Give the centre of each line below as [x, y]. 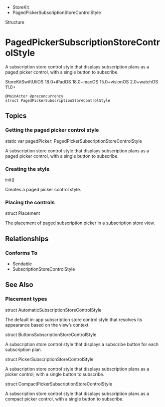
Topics [16, 116]
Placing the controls [30, 202]
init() [10, 180]
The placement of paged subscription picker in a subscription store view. [80, 223]
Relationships [27, 238]
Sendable [22, 264]
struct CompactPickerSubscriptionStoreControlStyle [59, 384]
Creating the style [27, 169]
